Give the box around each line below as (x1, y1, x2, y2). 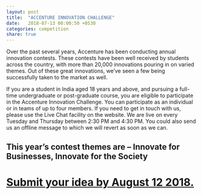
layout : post (6, 8, 39, 15)
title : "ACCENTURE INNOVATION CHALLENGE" (6, 15, 115, 21)
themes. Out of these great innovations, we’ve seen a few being (6, 67, 165, 74)
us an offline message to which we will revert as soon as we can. (6, 124, 168, 131)
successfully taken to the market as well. (6, 74, 108, 81)
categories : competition (6, 25, 69, 32)
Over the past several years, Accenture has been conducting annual (6, 48, 176, 55)
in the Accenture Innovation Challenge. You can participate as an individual (6, 98, 194, 106)
